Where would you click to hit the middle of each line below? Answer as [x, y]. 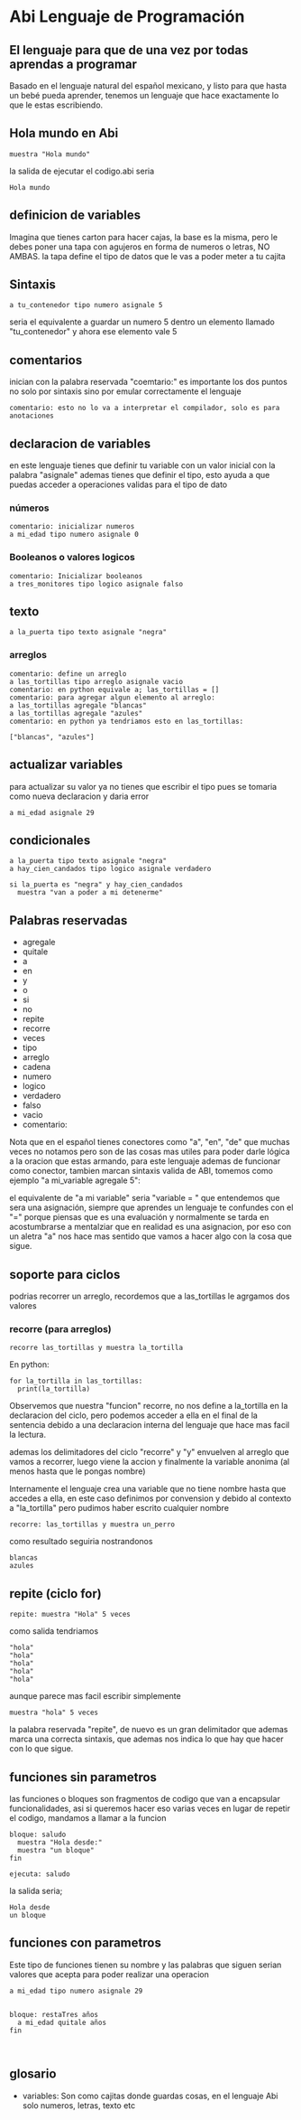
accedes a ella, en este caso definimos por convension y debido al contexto [150, 1498]
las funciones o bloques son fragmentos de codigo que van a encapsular [145, 1798]
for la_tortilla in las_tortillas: [76, 1381]
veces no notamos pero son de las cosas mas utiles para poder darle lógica [150, 1152]
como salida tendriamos [54, 1631]
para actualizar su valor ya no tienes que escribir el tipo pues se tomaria [143, 786]
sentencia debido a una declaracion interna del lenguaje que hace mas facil [150, 1425]
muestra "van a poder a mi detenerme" [91, 893]
